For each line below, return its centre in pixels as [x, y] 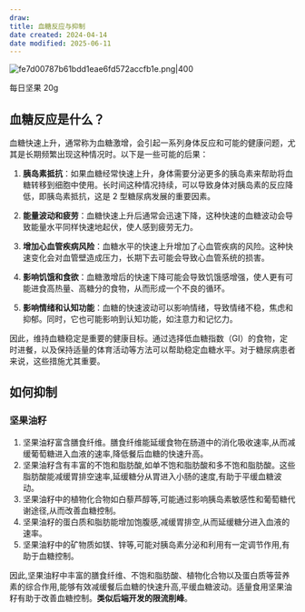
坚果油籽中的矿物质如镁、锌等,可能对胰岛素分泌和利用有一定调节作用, [152, 544]
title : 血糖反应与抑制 [48, 26]
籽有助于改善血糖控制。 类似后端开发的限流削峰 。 [101, 597]
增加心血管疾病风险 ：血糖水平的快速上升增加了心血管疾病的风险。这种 [154, 246]
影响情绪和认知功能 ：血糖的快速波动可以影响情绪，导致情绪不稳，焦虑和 [157, 308]
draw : [20, 18]
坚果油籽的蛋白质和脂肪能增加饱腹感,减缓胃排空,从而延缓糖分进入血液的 [156, 522]
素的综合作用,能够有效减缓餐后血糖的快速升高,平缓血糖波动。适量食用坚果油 [151, 587]
